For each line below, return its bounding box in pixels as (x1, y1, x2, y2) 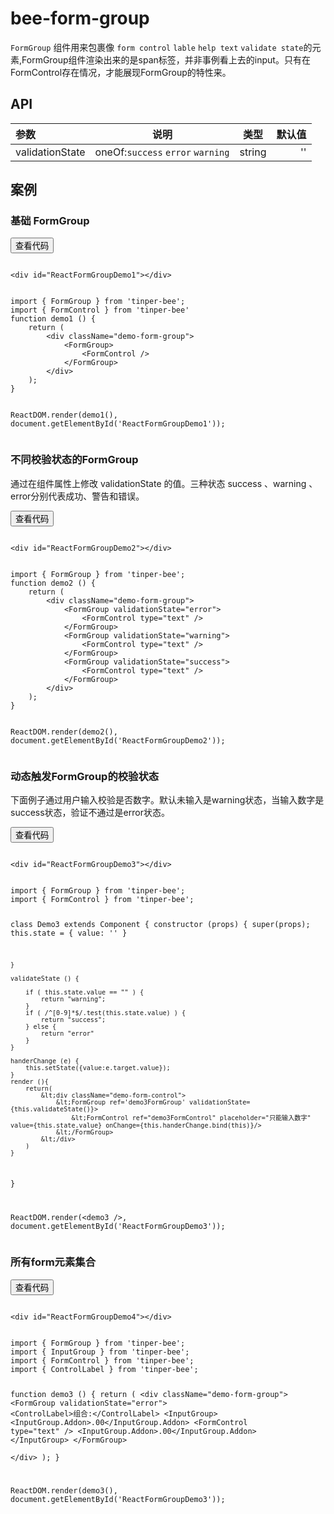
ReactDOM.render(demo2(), (10, 727, 118, 737)
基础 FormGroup (10, 214, 90, 228)
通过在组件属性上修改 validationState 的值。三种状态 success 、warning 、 (10, 477, 318, 489)
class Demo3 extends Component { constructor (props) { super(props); (10, 919, 311, 929)
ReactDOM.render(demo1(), (10, 410, 118, 421)
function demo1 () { (10, 314, 97, 324)
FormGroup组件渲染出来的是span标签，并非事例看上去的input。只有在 (21, 53, 311, 66)
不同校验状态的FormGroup (10, 453, 139, 467)
